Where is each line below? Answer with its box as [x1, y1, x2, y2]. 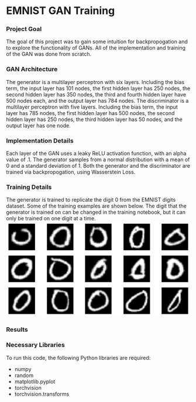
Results [6, 325, 28, 334]
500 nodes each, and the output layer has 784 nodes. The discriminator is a [6, 97, 189, 104]
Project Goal [6, 25, 42, 33]
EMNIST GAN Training [6, 4, 115, 18]
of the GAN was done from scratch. [6, 51, 92, 58]
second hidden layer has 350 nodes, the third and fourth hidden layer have [6, 91, 186, 98]
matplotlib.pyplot [14, 378, 56, 385]
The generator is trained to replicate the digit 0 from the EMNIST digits [6, 196, 176, 203]
